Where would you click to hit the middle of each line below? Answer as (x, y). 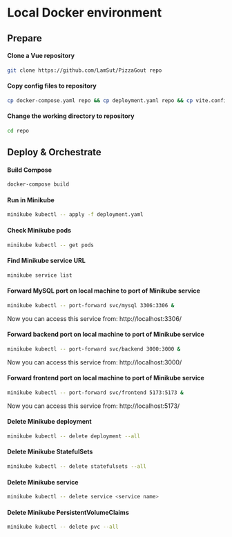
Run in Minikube (31, 200)
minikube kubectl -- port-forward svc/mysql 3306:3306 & (91, 305)
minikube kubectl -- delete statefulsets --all (77, 467)
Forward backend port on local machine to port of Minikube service (106, 334)
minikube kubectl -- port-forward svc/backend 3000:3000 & (94, 349)
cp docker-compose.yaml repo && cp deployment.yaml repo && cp (100, 100)
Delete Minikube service (43, 482)
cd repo (18, 130)
